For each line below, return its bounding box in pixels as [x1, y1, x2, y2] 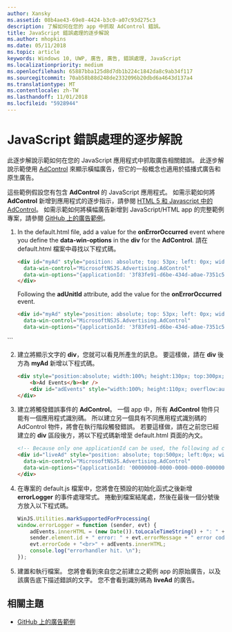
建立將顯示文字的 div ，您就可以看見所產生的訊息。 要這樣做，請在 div [17, 350, 216, 358]
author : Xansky [7, 10, 51, 17]
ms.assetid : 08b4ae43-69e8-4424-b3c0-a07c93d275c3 [7, 17, 156, 23]
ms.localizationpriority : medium [7, 61, 104, 68]
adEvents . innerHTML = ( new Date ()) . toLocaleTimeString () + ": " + [30, 528, 225, 535]
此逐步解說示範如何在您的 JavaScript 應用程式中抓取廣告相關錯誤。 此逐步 [7, 156, 219, 164]
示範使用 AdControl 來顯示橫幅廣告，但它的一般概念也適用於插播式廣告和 [12, 164, 221, 173]
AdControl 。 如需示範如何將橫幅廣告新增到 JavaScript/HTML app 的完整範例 [7, 205, 224, 213]
